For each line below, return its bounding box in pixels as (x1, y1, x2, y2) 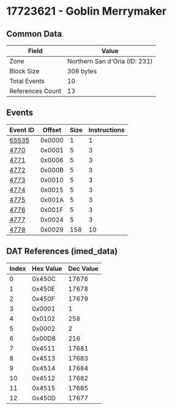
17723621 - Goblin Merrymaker (6, 4, 167, 18)
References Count (9, 87, 62, 95)
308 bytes (67, 67, 97, 75)
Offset (42, 125, 62, 134)
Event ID (9, 125, 35, 134)
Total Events (9, 77, 45, 85)
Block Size (9, 67, 40, 75)
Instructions (88, 125, 125, 134)
